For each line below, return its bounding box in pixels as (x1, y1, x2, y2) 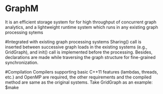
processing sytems (5, 29, 43, 35)
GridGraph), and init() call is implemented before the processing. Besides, (5, 49, 153, 55)
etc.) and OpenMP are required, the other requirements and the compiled (5, 74, 152, 80)
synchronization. (5, 59, 39, 65)
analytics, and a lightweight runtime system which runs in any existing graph (5, 24, 158, 30)
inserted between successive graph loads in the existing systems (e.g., (5, 44, 147, 50)
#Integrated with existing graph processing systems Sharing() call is (5, 38, 142, 44)
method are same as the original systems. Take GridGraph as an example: (5, 79, 153, 85)
